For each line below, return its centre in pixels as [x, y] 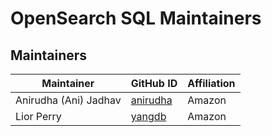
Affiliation [211, 83]
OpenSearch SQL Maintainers [136, 18]
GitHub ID [154, 83]
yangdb [148, 116]
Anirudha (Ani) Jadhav [68, 100]
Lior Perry [38, 116]
